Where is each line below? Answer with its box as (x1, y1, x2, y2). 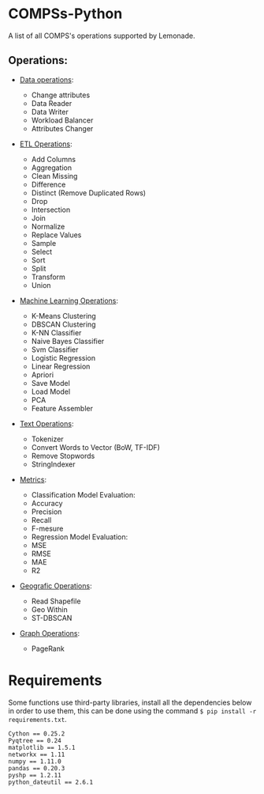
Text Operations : (19, 418, 74, 428)
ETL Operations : (19, 139, 73, 149)
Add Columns (31, 154, 76, 164)
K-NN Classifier (31, 327, 82, 337)
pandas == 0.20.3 (8, 764, 65, 772)
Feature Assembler (31, 403, 93, 413)
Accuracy (31, 498, 63, 508)
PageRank (31, 644, 65, 653)
